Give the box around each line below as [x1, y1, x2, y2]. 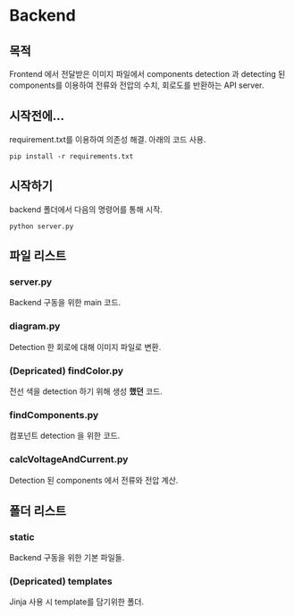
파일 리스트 [9, 248, 67, 264]
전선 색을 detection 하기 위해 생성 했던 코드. [9, 386, 163, 397]
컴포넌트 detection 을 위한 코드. [9, 431, 121, 441]
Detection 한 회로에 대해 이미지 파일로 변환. [9, 341, 162, 352]
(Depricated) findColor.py [9, 364, 123, 377]
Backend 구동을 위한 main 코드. [9, 297, 122, 308]
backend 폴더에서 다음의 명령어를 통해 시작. [9, 203, 163, 215]
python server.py [9, 221, 74, 231]
